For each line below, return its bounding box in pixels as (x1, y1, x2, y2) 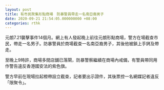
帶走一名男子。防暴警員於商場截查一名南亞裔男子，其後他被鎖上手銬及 (13, 41, 155, 47)
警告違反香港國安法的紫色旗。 (9, 63, 69, 69)
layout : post (5, 7, 32, 12)
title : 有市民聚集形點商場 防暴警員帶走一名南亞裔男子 (5, 12, 104, 17)
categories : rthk (5, 20, 41, 26)
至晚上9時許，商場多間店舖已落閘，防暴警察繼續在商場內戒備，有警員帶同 (5, 57, 153, 63)
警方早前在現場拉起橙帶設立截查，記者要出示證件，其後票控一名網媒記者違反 (5, 73, 159, 79)
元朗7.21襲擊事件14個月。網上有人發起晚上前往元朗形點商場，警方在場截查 (5, 35, 154, 40)
